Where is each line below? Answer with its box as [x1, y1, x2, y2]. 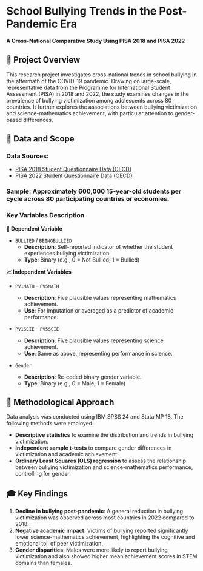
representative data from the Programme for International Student [6, 84, 171, 91]
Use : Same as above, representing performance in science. [24, 350, 173, 357]
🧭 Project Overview [6, 55, 81, 65]
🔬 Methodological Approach [6, 397, 115, 408]
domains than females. [15, 559, 72, 567]
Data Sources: [6, 152, 49, 160]
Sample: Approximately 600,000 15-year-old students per [6, 187, 182, 195]
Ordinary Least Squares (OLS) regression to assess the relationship [15, 457, 187, 465]
